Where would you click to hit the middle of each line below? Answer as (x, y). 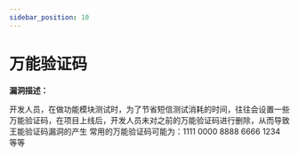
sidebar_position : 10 (49, 17)
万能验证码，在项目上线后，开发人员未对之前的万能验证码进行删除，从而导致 (149, 120)
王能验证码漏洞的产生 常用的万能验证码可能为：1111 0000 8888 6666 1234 (145, 131)
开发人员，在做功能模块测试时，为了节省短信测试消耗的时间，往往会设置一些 (149, 109)
